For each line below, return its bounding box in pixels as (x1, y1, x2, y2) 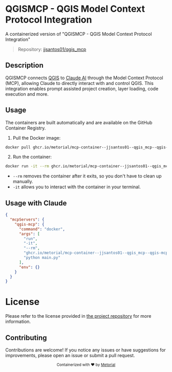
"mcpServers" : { (10, 217, 45, 222)
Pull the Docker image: (12, 135, 61, 141)
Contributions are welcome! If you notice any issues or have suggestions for (5, 347, 166, 353)
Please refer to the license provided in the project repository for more (5, 313, 152, 319)
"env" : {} (18, 265, 40, 270)
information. (5, 318, 31, 325)
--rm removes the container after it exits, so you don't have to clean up (12, 173, 162, 179)
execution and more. (5, 91, 49, 97)
